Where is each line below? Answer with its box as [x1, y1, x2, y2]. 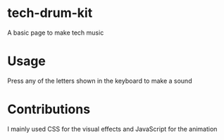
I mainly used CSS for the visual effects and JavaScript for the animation [7, 124, 218, 133]
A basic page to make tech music [7, 28, 104, 37]
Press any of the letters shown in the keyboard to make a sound [7, 76, 192, 85]
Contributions [7, 101, 90, 117]
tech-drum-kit [7, 5, 93, 21]
